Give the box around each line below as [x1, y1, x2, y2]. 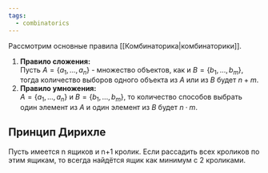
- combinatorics [15, 19, 70, 27]
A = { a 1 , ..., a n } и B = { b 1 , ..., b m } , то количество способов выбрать [19, 92, 242, 104]
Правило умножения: [19, 84, 97, 93]
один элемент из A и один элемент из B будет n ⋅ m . [19, 103, 198, 112]
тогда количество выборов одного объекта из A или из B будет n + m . [19, 75, 259, 85]
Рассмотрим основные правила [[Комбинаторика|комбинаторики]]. [8, 41, 242, 50]
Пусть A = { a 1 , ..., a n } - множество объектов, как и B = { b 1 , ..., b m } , [19, 65, 244, 77]
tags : [8, 11, 26, 20]
